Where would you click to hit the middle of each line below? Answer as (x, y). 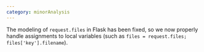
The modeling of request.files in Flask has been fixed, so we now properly (102, 29)
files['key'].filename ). (37, 42)
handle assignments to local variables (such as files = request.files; (97, 36)
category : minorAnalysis (38, 12)
